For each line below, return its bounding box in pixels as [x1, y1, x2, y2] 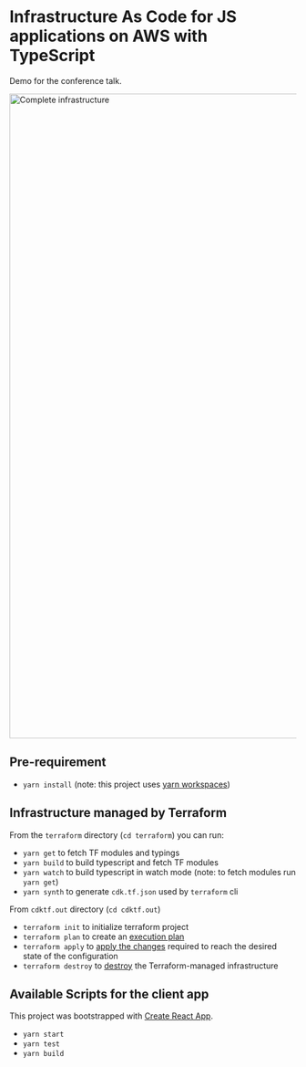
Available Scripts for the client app [9, 986, 209, 1001]
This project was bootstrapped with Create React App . [9, 1010, 214, 1021]
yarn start [22, 1030, 65, 1040]
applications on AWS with [9, 26, 208, 47]
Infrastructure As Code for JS [9, 6, 237, 27]
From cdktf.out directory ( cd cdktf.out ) [9, 904, 161, 915]
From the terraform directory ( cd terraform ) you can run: [9, 829, 225, 841]
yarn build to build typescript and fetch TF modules [22, 856, 219, 868]
